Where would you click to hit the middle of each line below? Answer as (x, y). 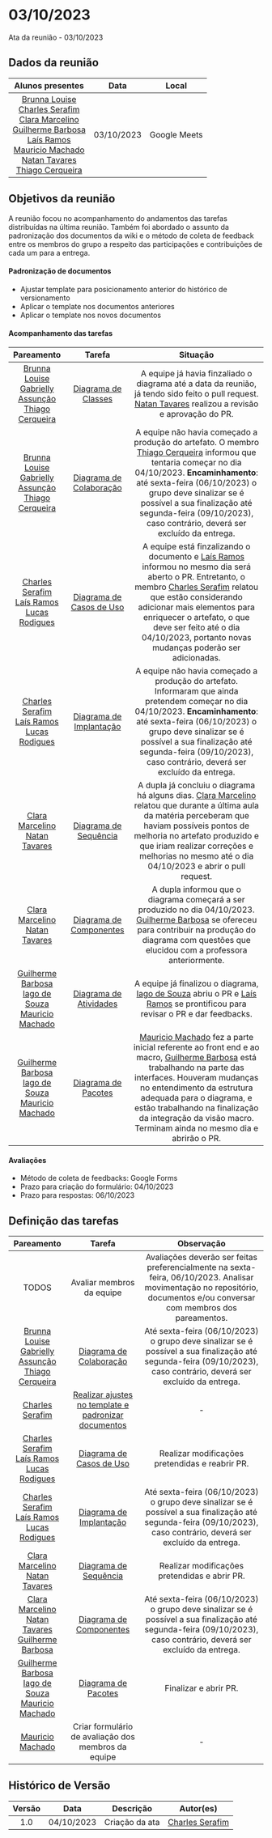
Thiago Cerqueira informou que (196, 452)
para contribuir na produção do (197, 930)
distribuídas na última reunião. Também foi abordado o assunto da (119, 227)
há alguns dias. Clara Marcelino (196, 795)
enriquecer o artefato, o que (196, 617)
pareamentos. (202, 1318)
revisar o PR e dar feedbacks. (196, 1013)
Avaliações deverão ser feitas (201, 1257)
